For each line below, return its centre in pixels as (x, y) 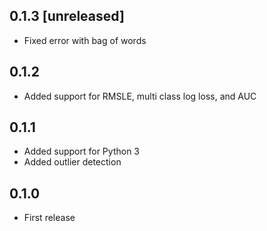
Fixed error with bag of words (85, 40)
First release (49, 218)
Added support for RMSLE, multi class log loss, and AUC (140, 96)
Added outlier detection (72, 162)
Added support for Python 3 (81, 151)
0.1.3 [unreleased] (67, 16)
